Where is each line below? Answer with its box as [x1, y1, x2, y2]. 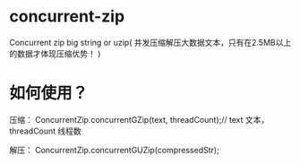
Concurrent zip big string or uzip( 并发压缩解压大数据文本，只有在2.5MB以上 [9, 37, 292, 47]
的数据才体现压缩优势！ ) [9, 47, 101, 59]
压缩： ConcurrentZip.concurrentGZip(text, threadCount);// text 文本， [9, 114, 270, 125]
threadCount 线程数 [9, 125, 82, 136]
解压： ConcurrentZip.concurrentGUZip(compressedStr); [9, 144, 219, 155]
